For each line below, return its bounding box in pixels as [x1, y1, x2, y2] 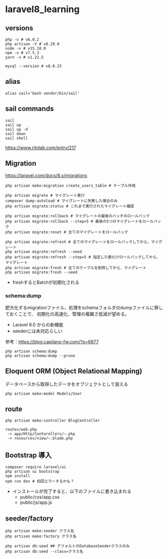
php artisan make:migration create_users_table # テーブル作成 [5, 183, 136, 188]
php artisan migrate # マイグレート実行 [5, 193, 85, 198]
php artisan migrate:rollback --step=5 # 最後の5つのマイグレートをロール [5, 219, 154, 224]
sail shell [5, 136, 28, 141]
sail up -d [5, 126, 28, 132]
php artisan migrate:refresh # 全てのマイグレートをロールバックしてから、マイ [5, 239, 159, 245]
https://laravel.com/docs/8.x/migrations [5, 173, 88, 179]
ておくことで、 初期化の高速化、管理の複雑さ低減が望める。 [5, 311, 130, 317]
